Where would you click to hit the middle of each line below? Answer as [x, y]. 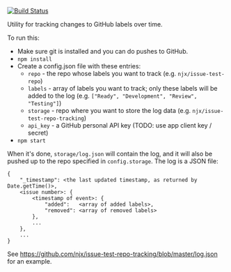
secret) [38, 133]
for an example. [30, 261]
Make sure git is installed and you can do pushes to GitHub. [103, 51]
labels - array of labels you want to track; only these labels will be [122, 88]
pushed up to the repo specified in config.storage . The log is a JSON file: [113, 161]
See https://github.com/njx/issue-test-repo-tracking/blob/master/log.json [112, 254]
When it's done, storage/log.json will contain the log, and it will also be [110, 154]
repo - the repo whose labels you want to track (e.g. [102, 74]
